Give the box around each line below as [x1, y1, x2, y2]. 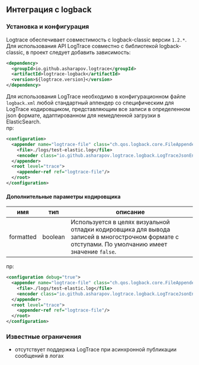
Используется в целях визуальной [70, 218, 170, 226]
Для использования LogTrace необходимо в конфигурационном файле [6, 93, 186, 100]
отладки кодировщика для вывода [70, 226, 171, 234]
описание [115, 208, 145, 216]
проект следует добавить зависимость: [30, 49, 131, 56]
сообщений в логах [14, 353, 64, 360]
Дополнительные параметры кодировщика [6, 193, 121, 200]
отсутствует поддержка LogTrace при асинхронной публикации [14, 346, 176, 353]
